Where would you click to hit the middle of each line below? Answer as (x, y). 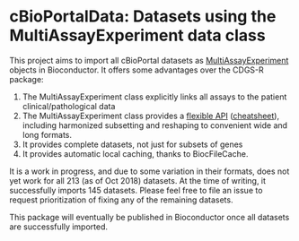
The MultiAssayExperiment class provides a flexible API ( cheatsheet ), (151, 116)
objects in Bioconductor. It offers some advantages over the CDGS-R (137, 70)
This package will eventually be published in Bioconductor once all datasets (149, 217)
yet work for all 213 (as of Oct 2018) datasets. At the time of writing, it (138, 180)
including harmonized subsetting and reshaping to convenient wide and (155, 125)
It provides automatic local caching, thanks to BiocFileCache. (135, 153)
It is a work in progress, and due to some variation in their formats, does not (149, 171)
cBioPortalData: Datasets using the (143, 17)
